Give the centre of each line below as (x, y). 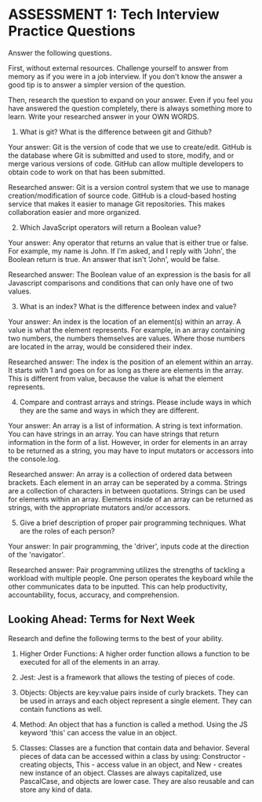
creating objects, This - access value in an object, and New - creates (131, 764)
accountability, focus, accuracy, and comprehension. (94, 595)
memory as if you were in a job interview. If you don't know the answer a (126, 76)
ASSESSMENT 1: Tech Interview (114, 15)
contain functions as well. (61, 709)
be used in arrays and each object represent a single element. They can (136, 701)
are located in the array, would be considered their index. (100, 346)
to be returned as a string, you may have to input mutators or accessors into (131, 450)
